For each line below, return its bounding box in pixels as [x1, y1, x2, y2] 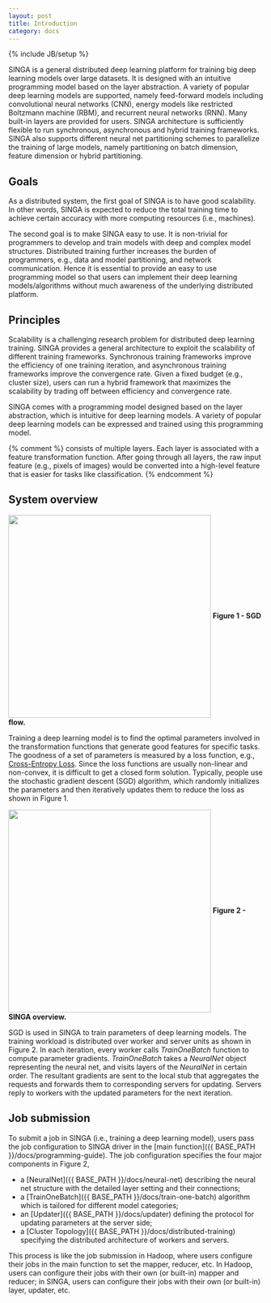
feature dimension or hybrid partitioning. [8, 151, 143, 161]
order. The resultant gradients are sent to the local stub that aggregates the [8, 1070, 260, 1080]
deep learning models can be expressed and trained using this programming [8, 419, 264, 428]
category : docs [8, 27, 60, 35]
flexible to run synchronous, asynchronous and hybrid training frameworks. [8, 125, 260, 135]
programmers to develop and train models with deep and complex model [8, 238, 251, 247]
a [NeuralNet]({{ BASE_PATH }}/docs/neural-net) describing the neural [19, 1174, 256, 1185]
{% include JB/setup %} [8, 49, 89, 59]
